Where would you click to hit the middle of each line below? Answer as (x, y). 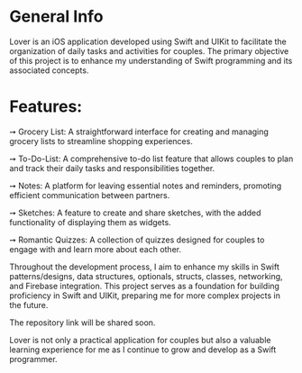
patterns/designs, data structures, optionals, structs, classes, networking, (146, 276)
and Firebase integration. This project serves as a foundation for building (144, 286)
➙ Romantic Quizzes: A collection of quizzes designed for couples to (137, 240)
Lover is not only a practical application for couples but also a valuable (140, 340)
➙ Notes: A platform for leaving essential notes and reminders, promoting (146, 186)
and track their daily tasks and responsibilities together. (112, 168)
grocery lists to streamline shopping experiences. (101, 141)
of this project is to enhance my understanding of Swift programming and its (151, 60)
